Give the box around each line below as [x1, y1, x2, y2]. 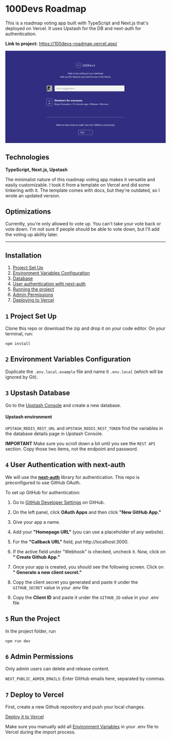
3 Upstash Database [5, 389, 70, 397]
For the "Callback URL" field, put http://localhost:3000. [12, 538, 129, 545]
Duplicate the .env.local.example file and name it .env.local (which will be [5, 368, 163, 375]
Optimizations [5, 207, 51, 216]
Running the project [12, 286, 54, 293]
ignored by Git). [5, 374, 38, 380]
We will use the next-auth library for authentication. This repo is [5, 474, 140, 480]
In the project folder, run [5, 628, 56, 634]
